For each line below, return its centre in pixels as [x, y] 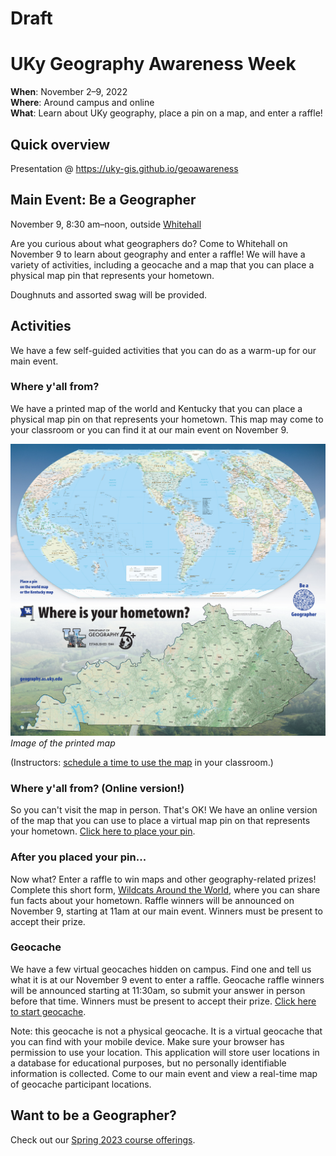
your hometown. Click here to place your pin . [103, 831]
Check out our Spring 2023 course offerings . [103, 1139]
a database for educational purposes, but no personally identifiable [148, 1063]
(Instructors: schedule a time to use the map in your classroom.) [142, 762]
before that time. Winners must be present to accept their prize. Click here [163, 1001]
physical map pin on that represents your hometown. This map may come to [167, 419]
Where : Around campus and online [82, 103]
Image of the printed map [63, 743]
